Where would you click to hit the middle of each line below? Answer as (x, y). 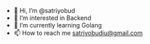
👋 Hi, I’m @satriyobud (44, 11)
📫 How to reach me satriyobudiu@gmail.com (78, 33)
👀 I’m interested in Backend (52, 18)
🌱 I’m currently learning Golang (57, 25)
